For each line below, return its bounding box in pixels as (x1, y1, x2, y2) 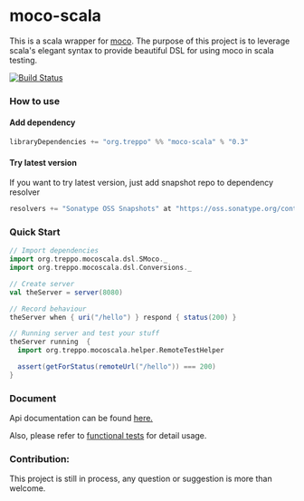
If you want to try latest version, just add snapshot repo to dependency (9, 178, 274, 188)
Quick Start (9, 226, 61, 238)
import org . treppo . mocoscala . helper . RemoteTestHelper (17, 346, 224, 355)
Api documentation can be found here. (9, 413, 154, 424)
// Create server (9, 279, 75, 288)
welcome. (9, 483, 46, 494)
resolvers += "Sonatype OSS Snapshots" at (9, 205, 172, 214)
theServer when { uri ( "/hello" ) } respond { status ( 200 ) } (9, 313, 237, 322)
